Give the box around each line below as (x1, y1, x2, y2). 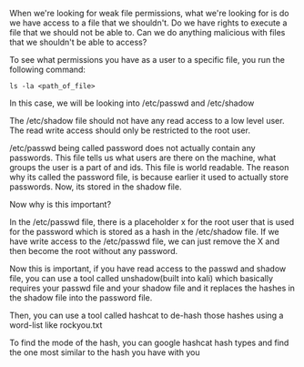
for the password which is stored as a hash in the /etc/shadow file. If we (9, 227, 279, 237)
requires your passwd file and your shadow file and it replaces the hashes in (9, 282, 296, 293)
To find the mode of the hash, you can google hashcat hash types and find (9, 337, 289, 348)
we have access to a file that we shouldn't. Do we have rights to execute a (9, 17, 288, 28)
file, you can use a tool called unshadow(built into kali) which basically (9, 273, 274, 283)
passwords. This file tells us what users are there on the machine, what (9, 152, 276, 163)
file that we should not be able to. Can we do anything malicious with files (9, 27, 286, 37)
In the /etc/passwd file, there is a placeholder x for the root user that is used (9, 217, 295, 227)
